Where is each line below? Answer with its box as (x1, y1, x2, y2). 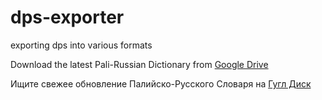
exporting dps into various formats (10, 39, 153, 51)
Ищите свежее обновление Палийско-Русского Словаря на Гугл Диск (10, 77, 312, 90)
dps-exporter (10, 6, 125, 29)
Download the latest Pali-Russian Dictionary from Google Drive (10, 58, 269, 70)
